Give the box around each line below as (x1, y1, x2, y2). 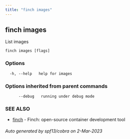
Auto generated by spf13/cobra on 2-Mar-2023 (5, 128, 103, 134)
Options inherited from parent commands (5, 82, 108, 89)
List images (5, 39, 29, 45)
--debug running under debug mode (18, 94, 95, 99)
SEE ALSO (5, 105, 30, 112)
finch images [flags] (5, 48, 50, 54)
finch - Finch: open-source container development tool (12, 117, 126, 123)
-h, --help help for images (9, 71, 72, 76)
